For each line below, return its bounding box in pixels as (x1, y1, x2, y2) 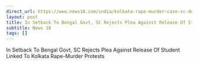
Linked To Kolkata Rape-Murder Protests (6, 53, 105, 60)
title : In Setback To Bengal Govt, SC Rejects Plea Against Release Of (6, 19, 186, 25)
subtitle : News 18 (6, 25, 51, 31)
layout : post (6, 14, 38, 20)
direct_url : (6, 8, 35, 15)
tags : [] (6, 30, 28, 36)
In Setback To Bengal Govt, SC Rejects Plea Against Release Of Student (6, 46, 180, 53)
